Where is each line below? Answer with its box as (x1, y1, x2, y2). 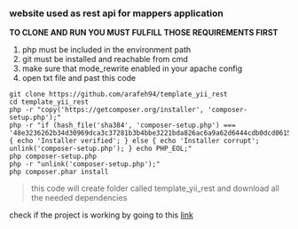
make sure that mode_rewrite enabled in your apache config (21, 63, 243, 74)
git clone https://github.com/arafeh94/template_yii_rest (9, 90, 228, 99)
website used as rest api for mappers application (9, 7, 223, 20)
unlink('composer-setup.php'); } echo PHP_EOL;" (9, 145, 192, 154)
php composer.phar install (9, 168, 109, 177)
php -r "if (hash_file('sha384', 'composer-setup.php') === (9, 121, 237, 130)
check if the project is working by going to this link (9, 209, 193, 220)
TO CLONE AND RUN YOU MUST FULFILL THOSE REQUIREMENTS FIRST (9, 28, 278, 38)
